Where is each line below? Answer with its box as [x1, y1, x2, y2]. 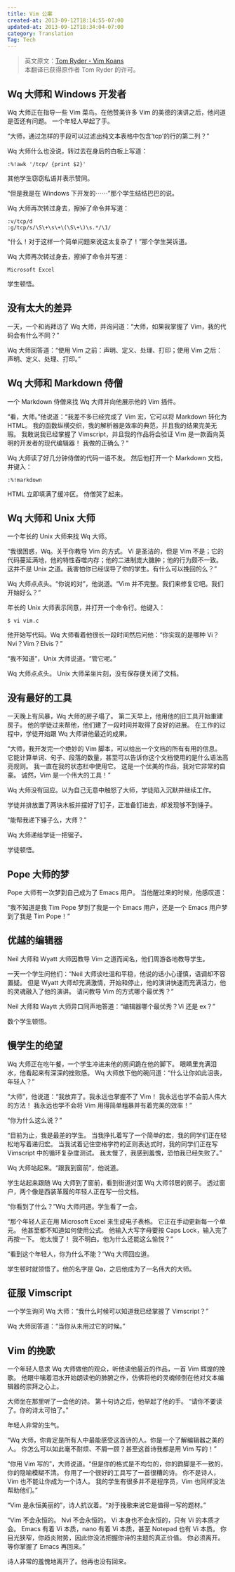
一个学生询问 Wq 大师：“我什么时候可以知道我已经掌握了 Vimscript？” [7, 1307, 209, 1316]
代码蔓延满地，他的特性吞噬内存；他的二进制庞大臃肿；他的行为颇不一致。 [7, 556, 222, 564]
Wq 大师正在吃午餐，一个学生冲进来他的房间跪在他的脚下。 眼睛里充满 [7, 1060, 211, 1068]
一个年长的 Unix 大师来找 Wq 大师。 [7, 532, 111, 540]
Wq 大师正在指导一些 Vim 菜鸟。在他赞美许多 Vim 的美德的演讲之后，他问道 [7, 108, 226, 116]
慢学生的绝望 [7, 1039, 63, 1052]
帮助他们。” [7, 1486, 39, 1495]
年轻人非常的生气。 [7, 1421, 63, 1429]
